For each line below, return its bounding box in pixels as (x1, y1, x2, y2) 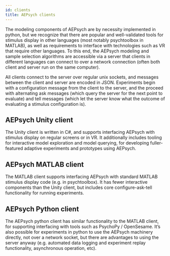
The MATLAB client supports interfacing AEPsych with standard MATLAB (5, 174, 158, 180)
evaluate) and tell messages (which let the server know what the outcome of (5, 95, 165, 102)
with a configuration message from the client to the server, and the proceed (5, 84, 163, 91)
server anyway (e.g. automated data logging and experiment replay (5, 240, 146, 246)
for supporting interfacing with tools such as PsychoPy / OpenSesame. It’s (5, 223, 161, 230)
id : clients (5, 7, 30, 13)
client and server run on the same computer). (5, 64, 100, 70)
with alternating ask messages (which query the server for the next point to (5, 90, 163, 96)
